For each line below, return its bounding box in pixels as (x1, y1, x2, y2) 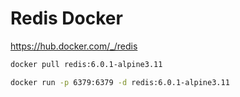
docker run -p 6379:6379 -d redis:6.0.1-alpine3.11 (10, 77, 230, 87)
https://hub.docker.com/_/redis (10, 40, 138, 52)
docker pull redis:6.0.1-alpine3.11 (10, 59, 163, 69)
